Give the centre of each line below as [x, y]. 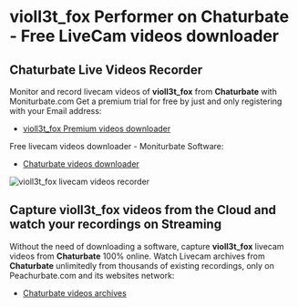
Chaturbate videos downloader [81, 164]
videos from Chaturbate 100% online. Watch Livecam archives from [138, 256]
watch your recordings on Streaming [115, 225]
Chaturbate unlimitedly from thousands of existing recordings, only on [142, 265]
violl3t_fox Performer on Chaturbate [149, 17]
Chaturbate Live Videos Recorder [106, 70]
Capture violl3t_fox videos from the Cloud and [143, 210]
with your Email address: [56, 111]
